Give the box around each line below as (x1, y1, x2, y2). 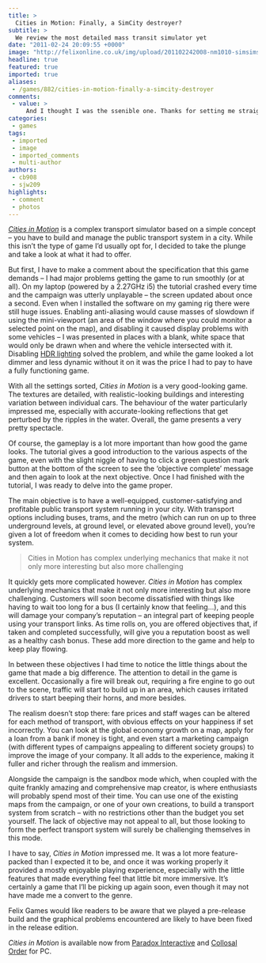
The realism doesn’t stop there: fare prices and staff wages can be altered (8, 709, 251, 718)
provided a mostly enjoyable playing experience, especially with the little (8, 866, 245, 875)
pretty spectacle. (8, 423, 64, 433)
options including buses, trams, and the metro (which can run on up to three (8, 513, 256, 522)
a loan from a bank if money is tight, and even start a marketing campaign (8, 734, 249, 744)
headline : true (8, 56, 59, 64)
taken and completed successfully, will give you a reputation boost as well (8, 627, 250, 637)
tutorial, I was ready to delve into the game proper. (8, 480, 173, 491)
